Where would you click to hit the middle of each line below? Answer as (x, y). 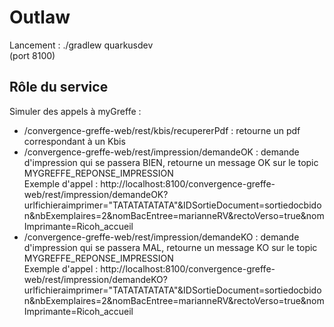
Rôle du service (59, 87)
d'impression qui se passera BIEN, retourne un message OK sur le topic (171, 162)
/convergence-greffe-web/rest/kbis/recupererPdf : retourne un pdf (162, 130)
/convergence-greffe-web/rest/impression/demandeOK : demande (161, 152)
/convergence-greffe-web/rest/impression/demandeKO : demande (161, 237)
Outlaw (40, 17)
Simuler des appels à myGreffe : (75, 111)
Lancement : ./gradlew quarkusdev (81, 45)
